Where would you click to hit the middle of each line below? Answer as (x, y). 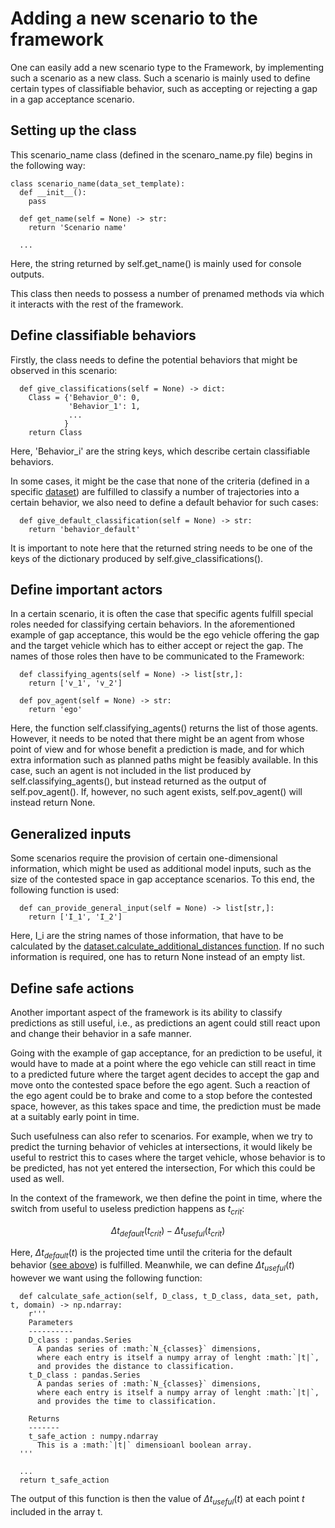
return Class (55, 432)
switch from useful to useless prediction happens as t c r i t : (127, 1210)
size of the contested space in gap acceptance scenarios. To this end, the (162, 879)
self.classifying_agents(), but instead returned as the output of (138, 781)
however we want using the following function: (106, 1278)
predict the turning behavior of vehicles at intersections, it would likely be (161, 1146)
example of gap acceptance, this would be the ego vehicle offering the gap (165, 635)
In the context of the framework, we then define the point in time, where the (166, 1198)
